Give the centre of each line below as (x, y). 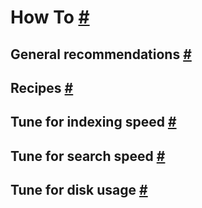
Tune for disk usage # (79, 190)
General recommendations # (101, 54)
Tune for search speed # (88, 156)
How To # (50, 17)
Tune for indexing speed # (93, 122)
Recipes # (42, 87)
